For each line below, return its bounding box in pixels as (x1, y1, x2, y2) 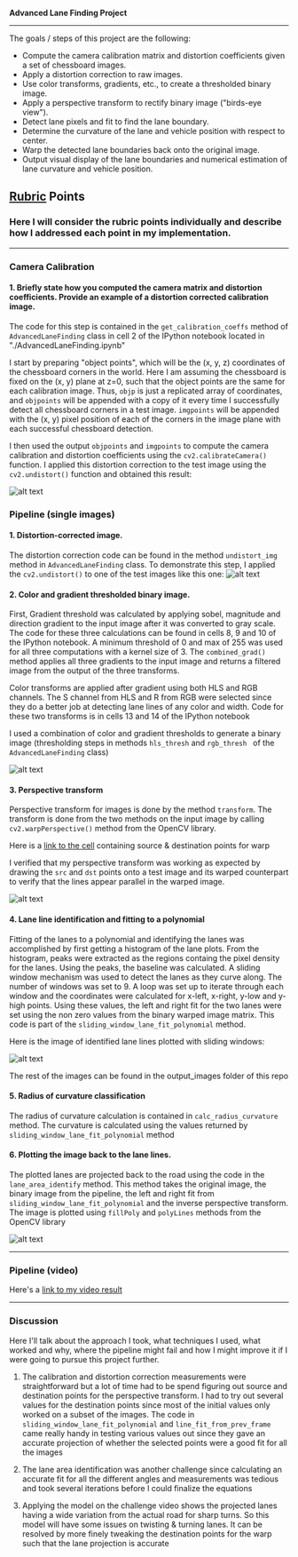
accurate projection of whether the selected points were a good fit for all (21, 1437, 288, 1448)
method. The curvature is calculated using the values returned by (9, 1119, 248, 1131)
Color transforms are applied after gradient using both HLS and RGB (9, 683, 258, 694)
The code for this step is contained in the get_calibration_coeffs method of (9, 321, 288, 331)
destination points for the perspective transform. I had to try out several (21, 1390, 284, 1401)
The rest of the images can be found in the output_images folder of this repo (9, 1070, 289, 1081)
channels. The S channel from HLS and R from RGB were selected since (9, 692, 272, 703)
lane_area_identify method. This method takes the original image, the (9, 1179, 267, 1189)
